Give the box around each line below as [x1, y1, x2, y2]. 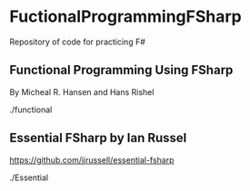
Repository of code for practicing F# [9, 36, 145, 47]
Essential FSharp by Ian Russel [9, 130, 187, 146]
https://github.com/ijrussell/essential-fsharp [9, 154, 175, 165]
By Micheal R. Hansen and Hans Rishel [9, 86, 155, 97]
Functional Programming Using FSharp [9, 62, 234, 78]
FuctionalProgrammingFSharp [9, 6, 243, 27]
